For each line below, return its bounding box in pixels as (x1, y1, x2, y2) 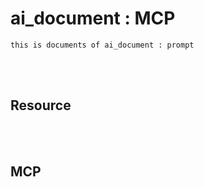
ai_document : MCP (10, 7, 176, 30)
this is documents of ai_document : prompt (10, 40, 195, 50)
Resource (10, 97, 72, 114)
